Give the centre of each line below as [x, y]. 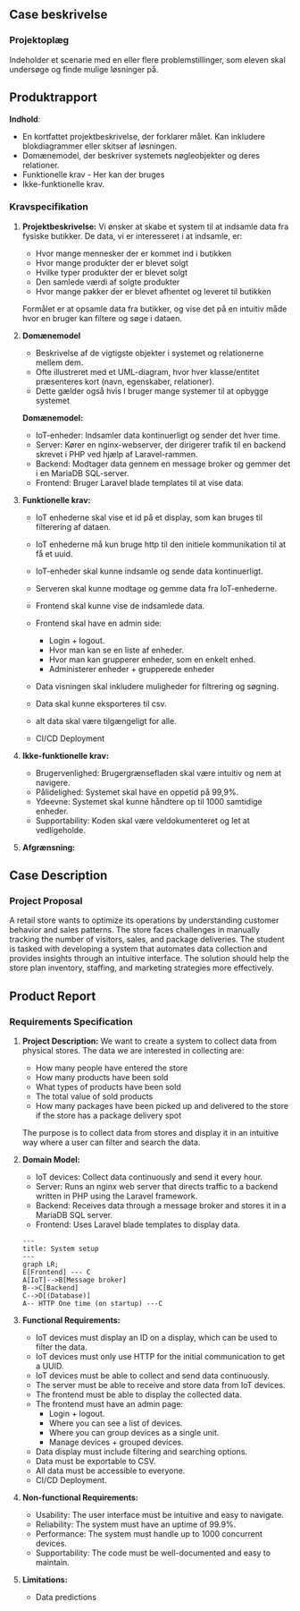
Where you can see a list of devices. [116, 1423]
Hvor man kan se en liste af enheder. [117, 650]
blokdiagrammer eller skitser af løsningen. [100, 146]
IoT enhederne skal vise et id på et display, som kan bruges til [149, 517]
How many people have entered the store [112, 1068]
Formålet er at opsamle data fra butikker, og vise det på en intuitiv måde [154, 309]
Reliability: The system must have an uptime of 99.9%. [136, 1524]
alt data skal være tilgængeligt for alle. [106, 720]
